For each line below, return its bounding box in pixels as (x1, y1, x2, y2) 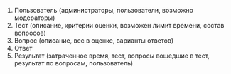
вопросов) (14, 28, 46, 37)
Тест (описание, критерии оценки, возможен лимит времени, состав (14, 21, 225, 29)
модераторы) (14, 14, 55, 22)
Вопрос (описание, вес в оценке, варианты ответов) (14, 36, 174, 45)
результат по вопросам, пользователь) (14, 59, 134, 67)
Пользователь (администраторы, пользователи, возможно (14, 6, 194, 14)
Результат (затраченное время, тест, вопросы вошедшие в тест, (14, 51, 210, 60)
